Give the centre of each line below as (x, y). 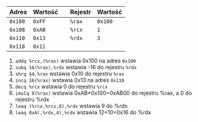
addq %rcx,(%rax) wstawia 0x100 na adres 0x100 (75, 61)
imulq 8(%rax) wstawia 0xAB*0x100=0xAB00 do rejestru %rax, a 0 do (104, 93)
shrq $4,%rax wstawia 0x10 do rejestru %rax (70, 73)
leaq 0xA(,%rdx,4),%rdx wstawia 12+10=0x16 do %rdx (83, 112)
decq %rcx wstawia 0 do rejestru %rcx (61, 86)
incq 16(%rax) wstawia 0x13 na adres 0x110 (70, 80)
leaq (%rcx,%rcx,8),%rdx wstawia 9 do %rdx (71, 106)
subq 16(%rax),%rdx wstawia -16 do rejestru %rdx (76, 67)
